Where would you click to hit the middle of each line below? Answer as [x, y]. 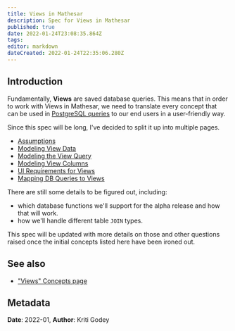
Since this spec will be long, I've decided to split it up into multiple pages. [114, 127]
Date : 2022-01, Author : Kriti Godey [58, 320]
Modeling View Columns [53, 163]
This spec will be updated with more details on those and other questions [114, 234]
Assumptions [37, 141]
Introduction [35, 82]
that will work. [38, 213]
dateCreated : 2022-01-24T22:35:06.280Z [66, 54]
